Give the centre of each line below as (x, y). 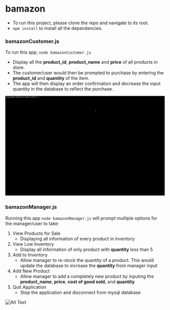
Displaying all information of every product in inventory (77, 239)
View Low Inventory (33, 244)
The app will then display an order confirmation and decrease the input (87, 83)
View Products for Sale (36, 233)
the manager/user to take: (32, 224)
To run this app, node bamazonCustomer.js (48, 52)
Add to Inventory (30, 255)
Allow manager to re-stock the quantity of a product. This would (87, 260)
